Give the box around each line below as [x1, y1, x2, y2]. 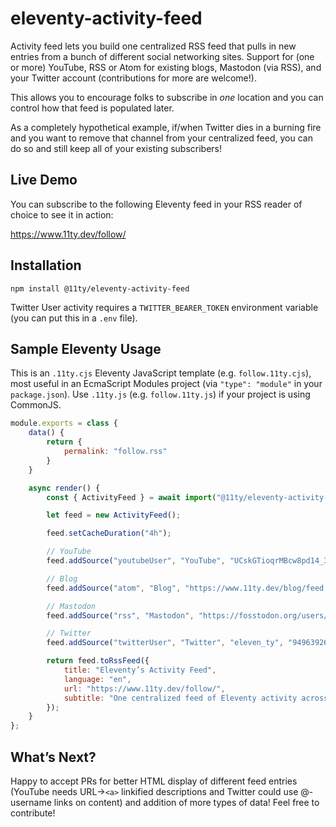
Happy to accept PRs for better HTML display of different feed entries [10, 775, 298, 787]
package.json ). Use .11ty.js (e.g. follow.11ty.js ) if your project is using [10, 388, 311, 401]
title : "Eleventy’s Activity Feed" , [63, 665, 217, 675]
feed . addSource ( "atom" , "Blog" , [46, 583, 182, 593]
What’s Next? [10, 748, 97, 766]
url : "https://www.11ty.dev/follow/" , [63, 683, 226, 694]
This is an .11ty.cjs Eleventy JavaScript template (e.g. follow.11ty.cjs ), [10, 367, 312, 379]
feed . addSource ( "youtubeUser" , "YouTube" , [46, 556, 226, 566]
